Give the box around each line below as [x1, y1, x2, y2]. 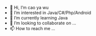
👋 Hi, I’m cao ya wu [9, 5, 49, 10]
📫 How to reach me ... [9, 26, 55, 31]
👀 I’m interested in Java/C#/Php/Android [9, 10, 92, 16]
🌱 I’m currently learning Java [9, 15, 68, 20]
